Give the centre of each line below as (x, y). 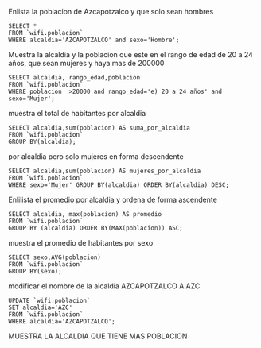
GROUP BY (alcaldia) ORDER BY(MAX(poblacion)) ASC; (95, 228)
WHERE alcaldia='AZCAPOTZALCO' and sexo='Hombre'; (94, 40)
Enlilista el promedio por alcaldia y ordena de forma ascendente (113, 199)
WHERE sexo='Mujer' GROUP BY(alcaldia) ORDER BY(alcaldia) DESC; (119, 185)
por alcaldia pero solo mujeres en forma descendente (96, 157)
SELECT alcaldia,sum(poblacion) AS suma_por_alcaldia (99, 128)
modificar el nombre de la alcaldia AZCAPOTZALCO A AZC (104, 286)
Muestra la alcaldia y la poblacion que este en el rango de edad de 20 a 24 (130, 54)
